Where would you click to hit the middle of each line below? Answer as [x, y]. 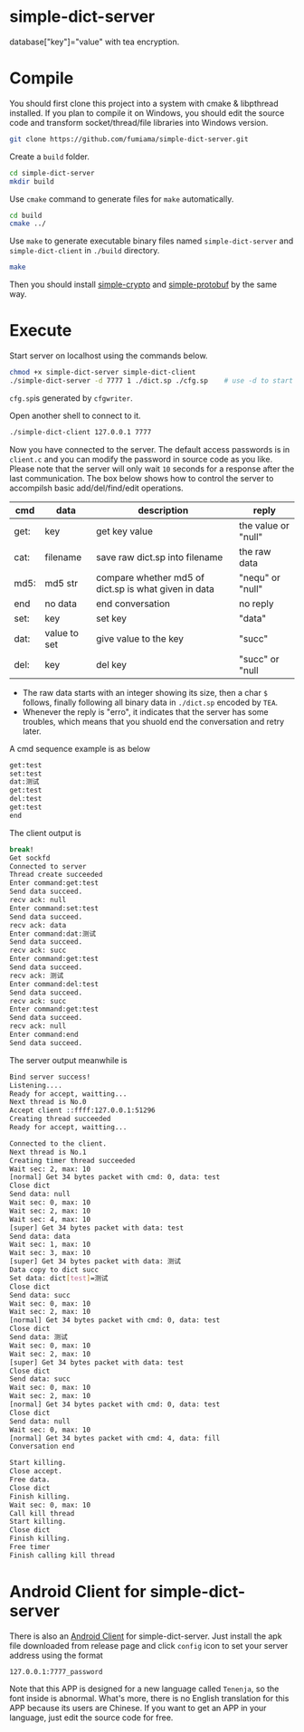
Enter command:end [44, 1035]
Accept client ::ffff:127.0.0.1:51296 [82, 1110]
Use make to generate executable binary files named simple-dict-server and [152, 241]
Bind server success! [50, 1077]
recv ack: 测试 [37, 975]
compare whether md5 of [151, 577]
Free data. [30, 1480]
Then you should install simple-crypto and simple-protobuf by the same [143, 285]
